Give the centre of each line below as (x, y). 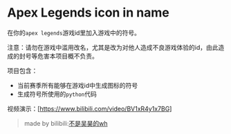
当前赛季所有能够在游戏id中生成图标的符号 (77, 85)
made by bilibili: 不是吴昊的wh (66, 123)
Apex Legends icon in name (88, 13)
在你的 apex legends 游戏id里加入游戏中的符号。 (74, 32)
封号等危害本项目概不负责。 (58, 56)
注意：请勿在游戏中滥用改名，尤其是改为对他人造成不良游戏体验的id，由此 (113, 47)
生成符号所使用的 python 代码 (57, 94)
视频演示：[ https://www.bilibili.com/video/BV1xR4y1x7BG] (90, 108)
